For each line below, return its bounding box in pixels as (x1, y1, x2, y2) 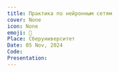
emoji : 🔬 (7, 29, 32, 36)
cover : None (7, 16, 41, 23)
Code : (7, 49, 23, 56)
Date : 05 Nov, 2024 (7, 42, 63, 49)
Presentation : (7, 55, 48, 62)
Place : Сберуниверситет (7, 36, 76, 43)
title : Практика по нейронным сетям (7, 10, 112, 17)
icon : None (7, 23, 39, 29)
